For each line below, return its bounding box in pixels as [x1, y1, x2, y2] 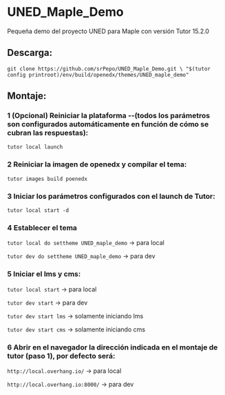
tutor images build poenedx [7, 175, 88, 182]
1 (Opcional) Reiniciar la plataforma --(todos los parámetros [7, 111, 211, 121]
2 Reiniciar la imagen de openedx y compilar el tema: [7, 160, 187, 169]
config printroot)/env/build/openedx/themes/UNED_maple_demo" [7, 71, 189, 78]
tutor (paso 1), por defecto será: [7, 351, 116, 360]
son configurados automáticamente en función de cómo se [7, 119, 209, 129]
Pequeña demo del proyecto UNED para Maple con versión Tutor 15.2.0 [7, 27, 210, 35]
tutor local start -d [7, 207, 69, 214]
